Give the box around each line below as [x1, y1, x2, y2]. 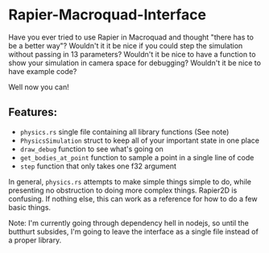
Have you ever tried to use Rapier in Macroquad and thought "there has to [8, 32, 254, 42]
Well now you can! [8, 82, 70, 92]
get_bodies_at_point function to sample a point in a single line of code [19, 152, 255, 162]
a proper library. [8, 235, 62, 245]
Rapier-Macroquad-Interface [8, 6, 207, 24]
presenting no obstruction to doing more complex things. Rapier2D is [8, 185, 238, 195]
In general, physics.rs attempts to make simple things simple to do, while [8, 176, 252, 186]
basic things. [8, 202, 51, 212]
